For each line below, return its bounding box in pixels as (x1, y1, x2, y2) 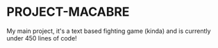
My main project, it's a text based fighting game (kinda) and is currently (6, 27, 211, 35)
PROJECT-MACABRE (6, 4, 130, 20)
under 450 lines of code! (6, 34, 77, 42)
